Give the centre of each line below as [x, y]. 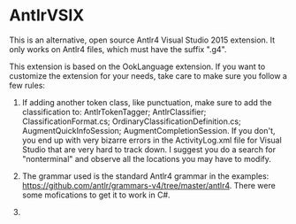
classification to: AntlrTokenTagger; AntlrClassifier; [114, 112]
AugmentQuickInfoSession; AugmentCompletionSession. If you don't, [148, 130]
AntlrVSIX [47, 15]
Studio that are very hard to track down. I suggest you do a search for [149, 149]
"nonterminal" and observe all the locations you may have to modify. [147, 158]
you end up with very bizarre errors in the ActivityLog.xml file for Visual [152, 140]
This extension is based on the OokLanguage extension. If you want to [137, 66]
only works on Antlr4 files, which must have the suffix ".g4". [118, 49]
